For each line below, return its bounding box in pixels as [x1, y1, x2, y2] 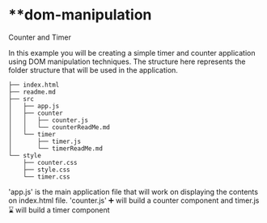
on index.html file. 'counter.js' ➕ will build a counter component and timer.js [8, 196, 260, 205]
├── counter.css [23, 158, 78, 166]
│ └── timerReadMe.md [8, 144, 104, 153]
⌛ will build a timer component [8, 204, 111, 215]
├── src [8, 95, 35, 103]
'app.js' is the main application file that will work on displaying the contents [8, 187, 259, 196]
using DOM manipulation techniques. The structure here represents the [8, 57, 246, 66]
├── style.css [23, 166, 70, 174]
